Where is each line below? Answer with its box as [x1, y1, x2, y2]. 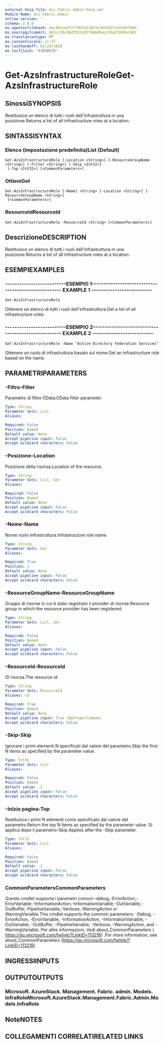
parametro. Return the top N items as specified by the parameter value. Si [5, 822, 153, 828]
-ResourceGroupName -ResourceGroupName [5, 589, 115, 596]
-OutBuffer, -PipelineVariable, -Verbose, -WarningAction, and [31, 922, 154, 928]
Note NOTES [5, 1016, 43, 1024]
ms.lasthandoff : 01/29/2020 [5, 44, 63, 49]
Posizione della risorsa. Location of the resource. [5, 464, 103, 469]
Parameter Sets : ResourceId [5, 688, 63, 693]
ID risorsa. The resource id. [5, 674, 59, 680]
